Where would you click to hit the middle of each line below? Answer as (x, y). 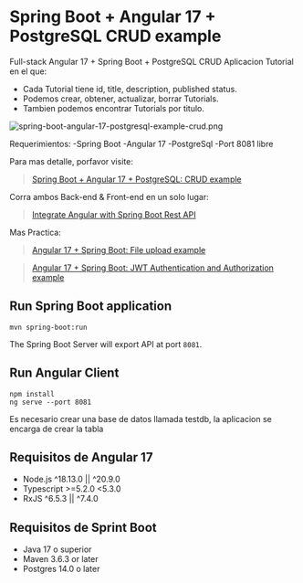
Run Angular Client (64, 373)
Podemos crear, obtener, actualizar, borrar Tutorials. (120, 99)
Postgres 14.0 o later (61, 569)
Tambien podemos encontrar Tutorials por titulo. (114, 108)
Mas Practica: (35, 232)
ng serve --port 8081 (51, 402)
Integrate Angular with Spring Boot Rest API (114, 214)
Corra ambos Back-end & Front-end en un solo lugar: (110, 196)
